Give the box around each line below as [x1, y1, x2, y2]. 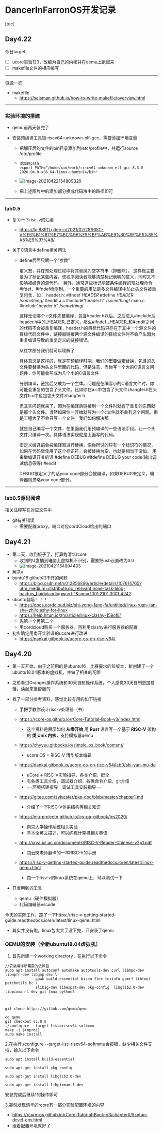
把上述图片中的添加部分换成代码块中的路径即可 [19, 188, 113, 194]
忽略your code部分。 [32, 477, 74, 483]
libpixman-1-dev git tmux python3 [5, 989, 75, 994]
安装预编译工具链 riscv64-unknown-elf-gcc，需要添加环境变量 [12, 135, 137, 141]
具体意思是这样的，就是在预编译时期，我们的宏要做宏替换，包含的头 [19, 358, 156, 364]
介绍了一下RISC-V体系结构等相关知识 [26, 804, 101, 810]
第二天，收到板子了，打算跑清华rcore [12, 551, 87, 557]
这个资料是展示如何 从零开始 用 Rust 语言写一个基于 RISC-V [26, 726, 147, 732]
